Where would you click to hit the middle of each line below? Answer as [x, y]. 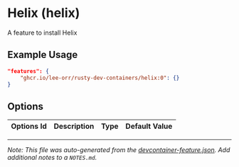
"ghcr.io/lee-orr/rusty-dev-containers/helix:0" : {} [100, 78]
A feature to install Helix [42, 33]
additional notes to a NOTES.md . [52, 158]
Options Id [29, 127]
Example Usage [43, 55]
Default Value [149, 127]
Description [74, 127]
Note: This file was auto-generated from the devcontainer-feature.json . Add [119, 150]
